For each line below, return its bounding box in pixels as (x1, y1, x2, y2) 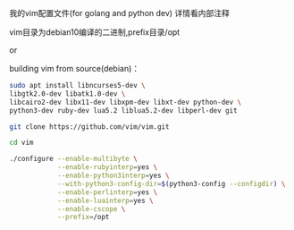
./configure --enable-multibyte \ (9, 155, 139, 164)
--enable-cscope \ (56, 204, 126, 213)
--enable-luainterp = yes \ (56, 196, 154, 205)
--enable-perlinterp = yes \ (56, 187, 158, 197)
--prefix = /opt (56, 213, 110, 222)
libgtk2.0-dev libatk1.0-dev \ (9, 89, 126, 98)
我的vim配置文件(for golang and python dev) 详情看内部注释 (9, 8, 230, 18)
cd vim (9, 138, 34, 148)
